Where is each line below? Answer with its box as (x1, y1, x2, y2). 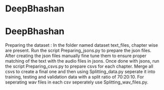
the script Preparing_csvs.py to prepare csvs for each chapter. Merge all (5, 63, 154, 70)
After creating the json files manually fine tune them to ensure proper (5, 53, 147, 59)
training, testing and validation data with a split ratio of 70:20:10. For (5, 74, 144, 80)
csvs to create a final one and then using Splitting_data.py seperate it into (5, 69, 156, 75)
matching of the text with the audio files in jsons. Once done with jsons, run (5, 58, 160, 64)
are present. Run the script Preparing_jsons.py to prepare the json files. (5, 48, 152, 54)
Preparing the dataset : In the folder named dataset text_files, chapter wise (5, 42, 158, 48)
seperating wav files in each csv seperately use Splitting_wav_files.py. (5, 79, 149, 85)
